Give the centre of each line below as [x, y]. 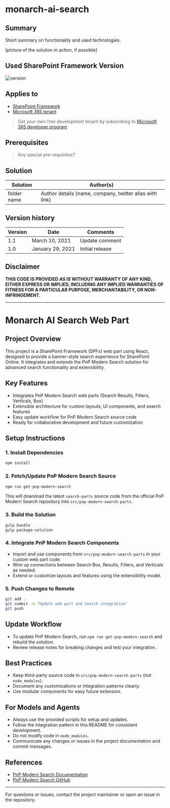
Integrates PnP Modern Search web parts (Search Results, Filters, [81, 395]
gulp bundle [18, 525]
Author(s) [101, 185]
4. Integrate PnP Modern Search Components [62, 543]
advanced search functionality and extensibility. [55, 367]
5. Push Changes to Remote [40, 588]
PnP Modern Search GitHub [41, 780]
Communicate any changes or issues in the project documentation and [86, 741]
